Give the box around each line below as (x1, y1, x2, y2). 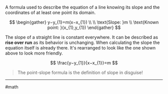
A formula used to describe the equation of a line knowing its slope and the (5, 4, 160, 10)
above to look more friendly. (5, 50, 63, 56)
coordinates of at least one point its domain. (5, 9, 96, 15)
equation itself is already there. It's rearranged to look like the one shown (5, 45, 156, 50)
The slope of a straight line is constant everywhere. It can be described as (5, 34, 158, 40)
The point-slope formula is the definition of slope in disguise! (17, 69, 143, 75)
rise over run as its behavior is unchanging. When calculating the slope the (5, 39, 160, 45)
